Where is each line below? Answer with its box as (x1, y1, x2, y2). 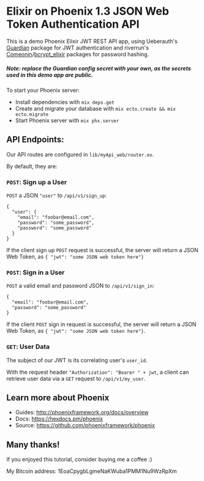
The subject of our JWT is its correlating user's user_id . (6, 356, 148, 364)
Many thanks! (6, 439, 60, 450)
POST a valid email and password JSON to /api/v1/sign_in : (6, 282, 154, 289)
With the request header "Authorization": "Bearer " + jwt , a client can (6, 368, 189, 376)
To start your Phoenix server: (6, 86, 80, 94)
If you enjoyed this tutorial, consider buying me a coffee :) (6, 456, 153, 463)
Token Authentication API (6, 17, 140, 31)
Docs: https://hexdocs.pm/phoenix (15, 415, 103, 423)
